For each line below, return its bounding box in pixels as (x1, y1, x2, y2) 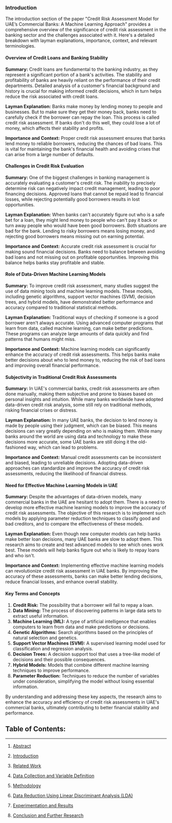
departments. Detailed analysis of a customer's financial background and (5, 82, 160, 89)
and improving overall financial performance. (5, 362, 100, 368)
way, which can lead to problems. (27, 445, 98, 451)
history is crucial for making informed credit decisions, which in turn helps (5, 88, 162, 94)
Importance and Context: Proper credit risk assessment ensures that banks (5, 135, 166, 141)
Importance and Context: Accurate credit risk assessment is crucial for (5, 243, 156, 249)
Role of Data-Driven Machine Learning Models (5, 271, 106, 278)
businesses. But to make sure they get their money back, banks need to (5, 109, 157, 115)
